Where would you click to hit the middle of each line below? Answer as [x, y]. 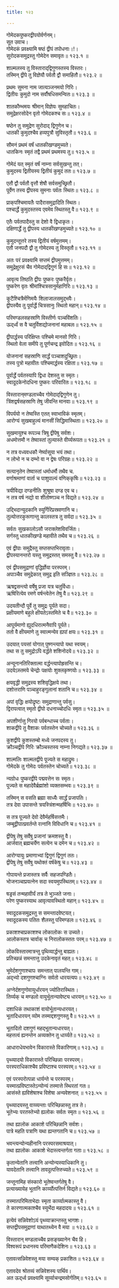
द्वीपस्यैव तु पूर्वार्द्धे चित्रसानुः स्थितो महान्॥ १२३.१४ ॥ [56, 305]
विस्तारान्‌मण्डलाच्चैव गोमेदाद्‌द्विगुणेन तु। [43, 395]
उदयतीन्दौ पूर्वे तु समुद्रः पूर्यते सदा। [38, 605]
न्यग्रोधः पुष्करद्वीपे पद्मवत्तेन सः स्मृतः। [40, 779]
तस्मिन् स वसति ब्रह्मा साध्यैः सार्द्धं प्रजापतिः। [47, 798]
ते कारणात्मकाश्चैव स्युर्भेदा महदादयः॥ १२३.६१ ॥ [53, 1207]
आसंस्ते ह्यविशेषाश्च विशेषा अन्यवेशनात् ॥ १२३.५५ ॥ [57, 1093]
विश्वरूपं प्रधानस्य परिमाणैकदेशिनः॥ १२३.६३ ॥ [51, 1246]
